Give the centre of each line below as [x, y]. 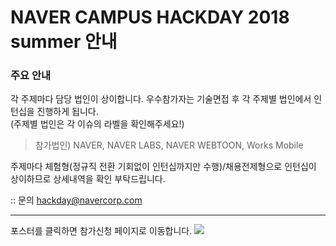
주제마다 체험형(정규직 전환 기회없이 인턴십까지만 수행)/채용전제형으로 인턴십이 [163, 167]
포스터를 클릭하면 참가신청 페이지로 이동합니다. [101, 231]
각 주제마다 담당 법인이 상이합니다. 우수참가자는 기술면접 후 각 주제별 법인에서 [161, 99]
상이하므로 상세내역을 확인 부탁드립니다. [88, 179]
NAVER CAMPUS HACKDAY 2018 [150, 17]
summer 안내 [64, 42]
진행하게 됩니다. [67, 112]
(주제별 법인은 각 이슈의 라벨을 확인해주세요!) [97, 124]
